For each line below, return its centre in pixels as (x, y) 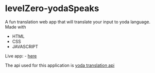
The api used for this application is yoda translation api (60, 65)
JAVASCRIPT (25, 46)
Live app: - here (21, 56)
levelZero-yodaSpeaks (52, 8)
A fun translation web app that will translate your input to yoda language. (78, 22)
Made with (16, 27)
